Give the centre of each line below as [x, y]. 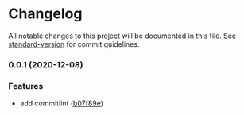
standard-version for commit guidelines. [74, 44]
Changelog [45, 14]
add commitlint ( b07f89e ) [62, 103]
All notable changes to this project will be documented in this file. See [122, 36]
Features [26, 86]
